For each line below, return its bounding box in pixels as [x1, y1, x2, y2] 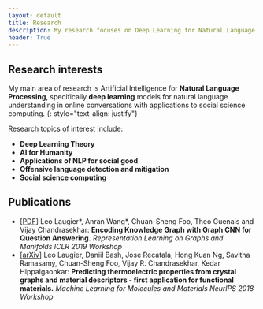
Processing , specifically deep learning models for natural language [8, 92, 228, 102]
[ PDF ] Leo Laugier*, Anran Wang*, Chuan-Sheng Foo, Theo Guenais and [19, 216, 254, 225]
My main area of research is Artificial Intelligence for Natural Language [8, 84, 240, 93]
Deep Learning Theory [19, 140, 95, 149]
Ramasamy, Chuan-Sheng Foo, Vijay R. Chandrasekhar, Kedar [19, 258, 220, 268]
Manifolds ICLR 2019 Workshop [19, 241, 123, 251]
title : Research [8, 19, 61, 27]
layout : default [8, 11, 61, 20]
